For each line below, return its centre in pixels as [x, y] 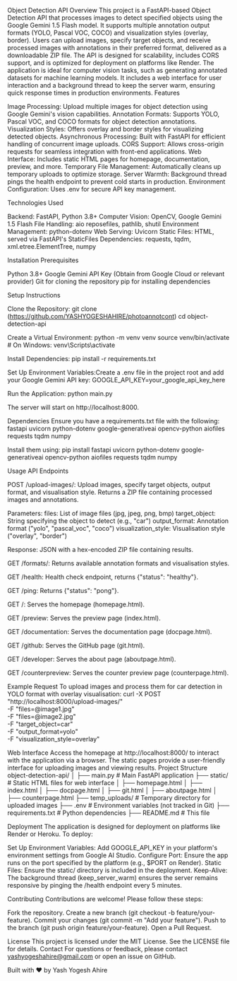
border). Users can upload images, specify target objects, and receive [109, 40]
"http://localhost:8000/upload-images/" [65, 701]
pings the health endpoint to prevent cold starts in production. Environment [116, 182]
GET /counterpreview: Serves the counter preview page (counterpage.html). [118, 673]
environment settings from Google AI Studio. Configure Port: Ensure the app [118, 855]
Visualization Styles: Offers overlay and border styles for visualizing [105, 129]
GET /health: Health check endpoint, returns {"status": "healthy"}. [103, 577]
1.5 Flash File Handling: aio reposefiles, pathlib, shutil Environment [103, 224]
